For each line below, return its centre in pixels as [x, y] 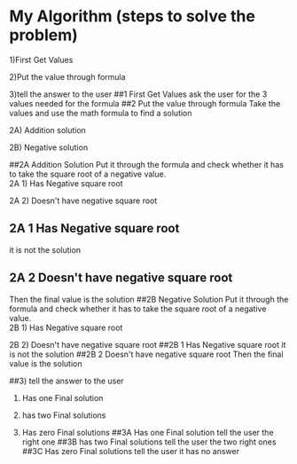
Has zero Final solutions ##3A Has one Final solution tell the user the [148, 432]
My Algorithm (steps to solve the [132, 16]
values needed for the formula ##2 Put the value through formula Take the [145, 103]
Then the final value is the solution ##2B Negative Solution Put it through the [149, 299]
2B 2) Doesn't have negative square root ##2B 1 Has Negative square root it [148, 344]
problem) [43, 35]
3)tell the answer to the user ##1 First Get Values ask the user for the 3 [138, 94]
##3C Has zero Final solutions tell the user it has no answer [130, 451]
